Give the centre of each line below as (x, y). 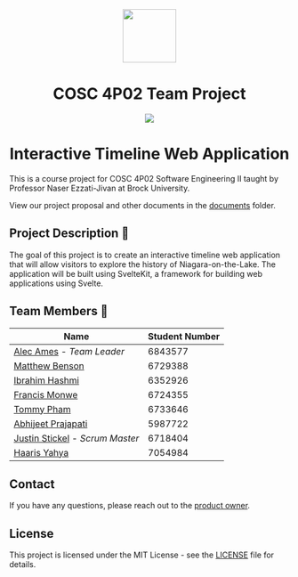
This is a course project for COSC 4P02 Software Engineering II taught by (144, 178)
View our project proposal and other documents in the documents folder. (142, 205)
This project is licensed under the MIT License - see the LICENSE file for (141, 555)
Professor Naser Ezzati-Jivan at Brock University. (100, 188)
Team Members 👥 (59, 311)
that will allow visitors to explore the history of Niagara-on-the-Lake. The (143, 264)
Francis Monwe (46, 394)
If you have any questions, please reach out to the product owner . (130, 506)
